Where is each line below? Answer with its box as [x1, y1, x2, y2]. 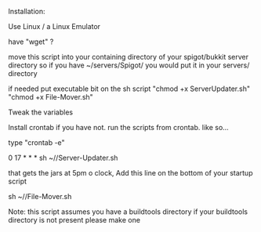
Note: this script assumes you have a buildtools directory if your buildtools [8, 207, 248, 216]
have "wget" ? [8, 37, 54, 46]
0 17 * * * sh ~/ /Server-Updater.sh [8, 153, 118, 162]
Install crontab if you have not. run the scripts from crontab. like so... [8, 123, 229, 132]
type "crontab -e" [8, 138, 65, 147]
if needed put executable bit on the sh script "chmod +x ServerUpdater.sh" [8, 84, 251, 93]
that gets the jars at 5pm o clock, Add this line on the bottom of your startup [8, 169, 253, 177]
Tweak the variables [8, 107, 73, 117]
